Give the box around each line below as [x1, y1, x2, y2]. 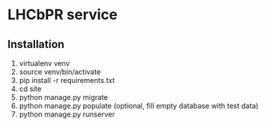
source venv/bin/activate [18, 67, 101, 77]
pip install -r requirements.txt [18, 76, 115, 85]
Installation [7, 38, 65, 51]
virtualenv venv [18, 58, 70, 68]
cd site [18, 84, 42, 93]
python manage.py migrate [18, 93, 109, 101]
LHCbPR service [7, 6, 118, 24]
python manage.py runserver [18, 109, 115, 119]
